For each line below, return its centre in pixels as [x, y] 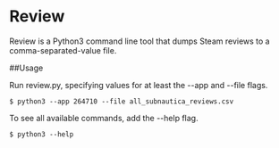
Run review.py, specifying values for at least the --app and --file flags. [139, 85]
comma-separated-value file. [63, 50]
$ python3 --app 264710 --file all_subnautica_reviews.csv [122, 101]
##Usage [26, 68]
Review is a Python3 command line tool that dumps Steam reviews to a [139, 41]
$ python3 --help [42, 134]
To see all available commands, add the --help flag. [104, 118]
